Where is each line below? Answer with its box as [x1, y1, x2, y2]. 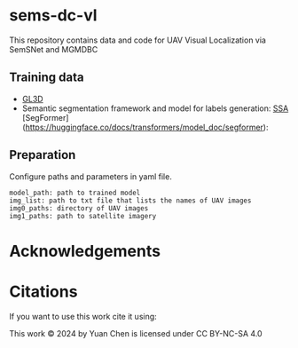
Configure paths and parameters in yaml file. [9, 170, 173, 182]
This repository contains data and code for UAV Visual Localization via [9, 35, 266, 45]
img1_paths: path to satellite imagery [9, 211, 157, 220]
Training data [9, 70, 84, 85]
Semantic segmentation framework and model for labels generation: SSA [21, 103, 289, 114]
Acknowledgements [9, 241, 161, 261]
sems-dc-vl [9, 5, 98, 26]
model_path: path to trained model [9, 188, 141, 197]
